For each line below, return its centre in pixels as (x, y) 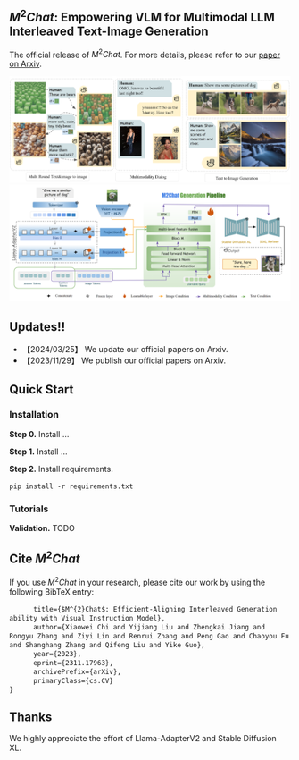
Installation (34, 415)
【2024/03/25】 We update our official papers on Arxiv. (125, 350)
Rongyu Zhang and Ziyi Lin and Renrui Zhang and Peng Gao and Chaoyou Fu (149, 636)
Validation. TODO (42, 528)
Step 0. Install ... (39, 434)
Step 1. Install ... (39, 452)
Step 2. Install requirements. (61, 469)
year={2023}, (57, 654)
